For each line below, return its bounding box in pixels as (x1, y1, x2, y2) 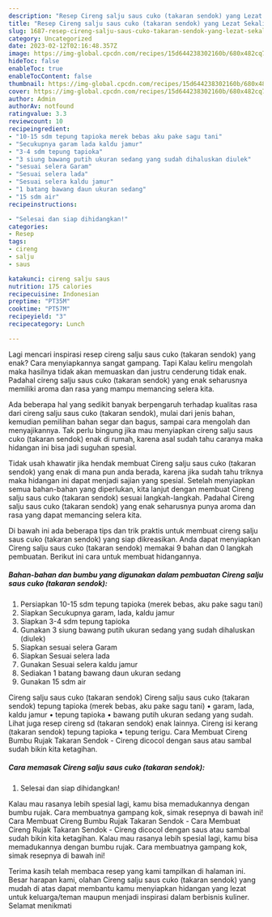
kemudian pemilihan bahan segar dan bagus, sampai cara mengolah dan (8, 417, 251, 426)
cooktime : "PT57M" (8, 305, 70, 313)
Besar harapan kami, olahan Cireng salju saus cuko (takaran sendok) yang (8, 875, 257, 885)
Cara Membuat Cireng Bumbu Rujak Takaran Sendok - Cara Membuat (8, 816, 241, 825)
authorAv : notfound (8, 102, 74, 110)
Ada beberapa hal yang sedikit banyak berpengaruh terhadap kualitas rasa (8, 399, 257, 409)
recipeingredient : (8, 125, 70, 133)
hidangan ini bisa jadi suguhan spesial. (8, 443, 138, 452)
